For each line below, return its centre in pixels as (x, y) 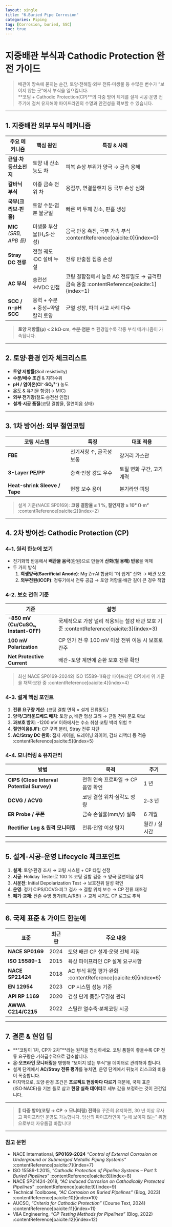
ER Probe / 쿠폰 (26, 814)
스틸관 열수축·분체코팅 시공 (98, 1009)
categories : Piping (26, 19)
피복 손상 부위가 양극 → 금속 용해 (103, 167)
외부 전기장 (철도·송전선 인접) (41, 397)
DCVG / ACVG (25, 800)
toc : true (16, 29)
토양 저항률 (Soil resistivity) (40, 371)
